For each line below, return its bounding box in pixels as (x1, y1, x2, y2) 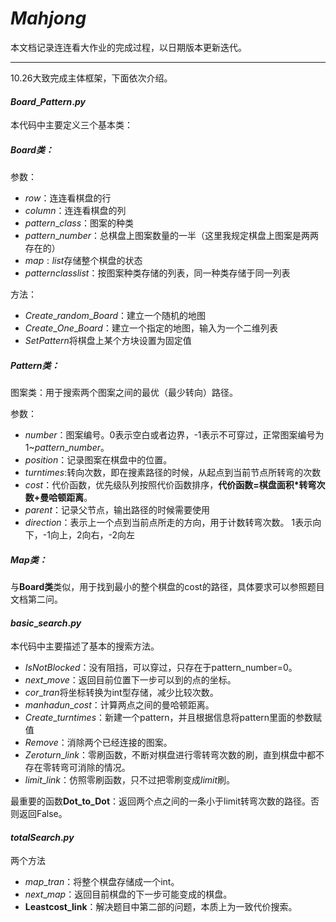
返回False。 (18, 808, 68, 820)
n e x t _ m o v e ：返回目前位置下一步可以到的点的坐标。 (24, 674, 237, 686)
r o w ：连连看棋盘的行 (24, 192, 112, 204)
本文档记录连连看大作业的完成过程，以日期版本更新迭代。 (10, 41, 247, 53)
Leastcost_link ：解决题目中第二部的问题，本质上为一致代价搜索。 (24, 901, 298, 913)
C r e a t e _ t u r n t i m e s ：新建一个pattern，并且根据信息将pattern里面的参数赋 (24, 712, 323, 724)
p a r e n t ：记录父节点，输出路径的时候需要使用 (24, 504, 210, 516)
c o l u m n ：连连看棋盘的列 (24, 205, 127, 217)
